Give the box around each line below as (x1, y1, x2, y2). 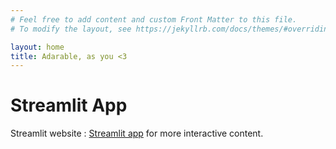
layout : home (10, 42, 65, 52)
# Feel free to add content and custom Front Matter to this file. (10, 14, 298, 25)
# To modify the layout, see (10, 24, 132, 34)
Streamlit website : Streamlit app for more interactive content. (10, 127, 264, 140)
